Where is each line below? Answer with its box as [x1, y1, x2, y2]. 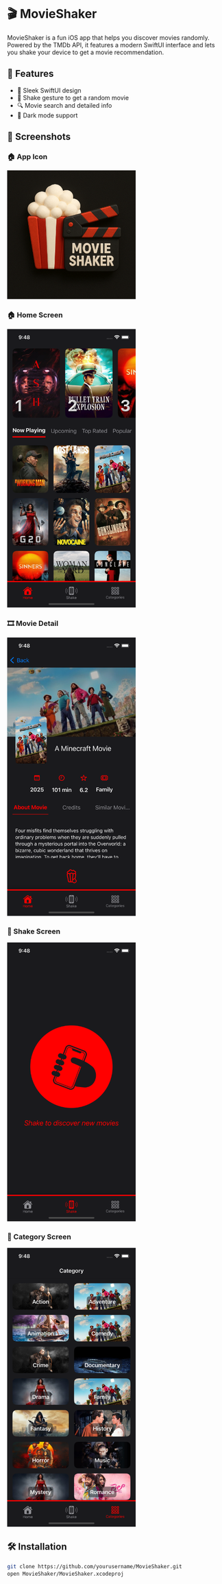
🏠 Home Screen [7, 310, 63, 320]
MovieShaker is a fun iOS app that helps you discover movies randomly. [7, 33, 210, 42]
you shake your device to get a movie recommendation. [7, 48, 164, 56]
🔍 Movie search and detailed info [16, 101, 112, 109]
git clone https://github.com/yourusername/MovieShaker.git [7, 1563, 183, 1570]
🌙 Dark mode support [16, 111, 78, 119]
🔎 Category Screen [7, 1232, 72, 1242]
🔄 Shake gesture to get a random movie [16, 93, 129, 102]
